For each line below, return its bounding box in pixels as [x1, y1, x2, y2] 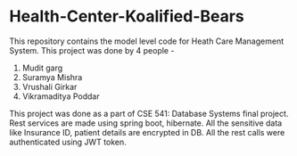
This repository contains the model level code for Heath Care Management [9, 36, 285, 46]
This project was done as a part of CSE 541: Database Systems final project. [9, 108, 289, 119]
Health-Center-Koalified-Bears [9, 6, 245, 27]
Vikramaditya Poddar [21, 91, 100, 102]
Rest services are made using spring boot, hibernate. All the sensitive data [9, 118, 283, 128]
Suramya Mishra [21, 71, 83, 82]
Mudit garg [21, 62, 63, 73]
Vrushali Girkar [21, 81, 78, 92]
